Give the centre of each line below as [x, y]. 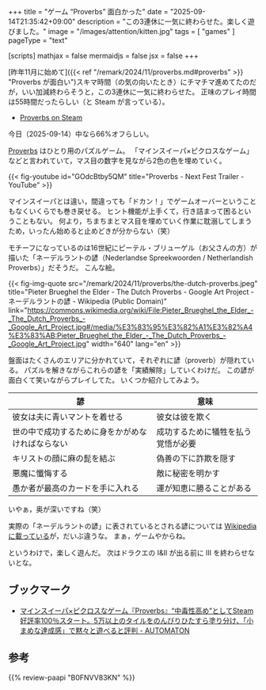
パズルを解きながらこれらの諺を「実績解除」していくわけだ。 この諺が [139, 370]
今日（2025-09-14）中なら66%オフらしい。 [81, 134]
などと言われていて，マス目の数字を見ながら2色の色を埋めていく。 [118, 160]
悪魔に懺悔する [40, 473]
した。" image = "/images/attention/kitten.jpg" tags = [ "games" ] [128, 31]
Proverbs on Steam [51, 118]
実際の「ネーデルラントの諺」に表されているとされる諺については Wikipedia [133, 526]
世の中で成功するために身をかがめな [80, 432]
